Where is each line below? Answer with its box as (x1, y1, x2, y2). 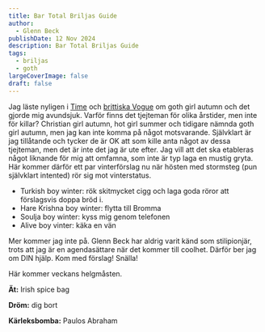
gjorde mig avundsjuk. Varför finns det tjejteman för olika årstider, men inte (8, 110, 258, 120)
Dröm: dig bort (8, 300, 58, 309)
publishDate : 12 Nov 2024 (8, 34, 95, 43)
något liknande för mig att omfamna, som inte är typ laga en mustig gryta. (8, 153, 254, 162)
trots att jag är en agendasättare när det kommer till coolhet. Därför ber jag (8, 244, 257, 254)
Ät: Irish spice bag (8, 284, 70, 294)
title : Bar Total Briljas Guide (8, 11, 117, 20)
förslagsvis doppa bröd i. (19, 195, 103, 204)
